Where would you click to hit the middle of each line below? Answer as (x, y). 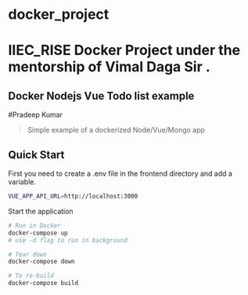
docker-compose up (38, 233)
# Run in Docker (34, 225)
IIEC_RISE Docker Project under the (124, 51)
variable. (22, 182)
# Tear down (27, 254)
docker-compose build (43, 283)
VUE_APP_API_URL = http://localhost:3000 (73, 196)
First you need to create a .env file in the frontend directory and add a (120, 173)
